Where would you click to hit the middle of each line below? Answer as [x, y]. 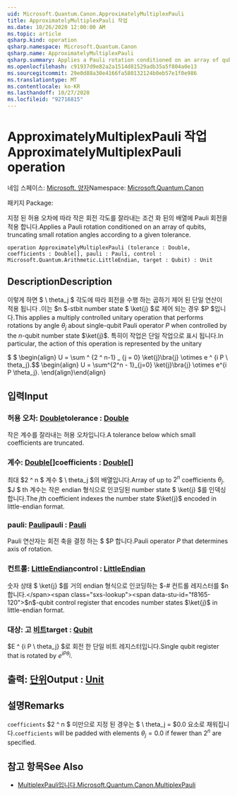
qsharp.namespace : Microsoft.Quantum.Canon [72, 47]
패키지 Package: [30, 203]
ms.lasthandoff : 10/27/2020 [49, 93]
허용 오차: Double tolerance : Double [68, 418]
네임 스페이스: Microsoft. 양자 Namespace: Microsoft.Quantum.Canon [106, 188]
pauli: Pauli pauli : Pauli [47, 525]
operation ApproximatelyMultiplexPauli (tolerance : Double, [99, 248]
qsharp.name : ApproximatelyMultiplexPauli [71, 54]
